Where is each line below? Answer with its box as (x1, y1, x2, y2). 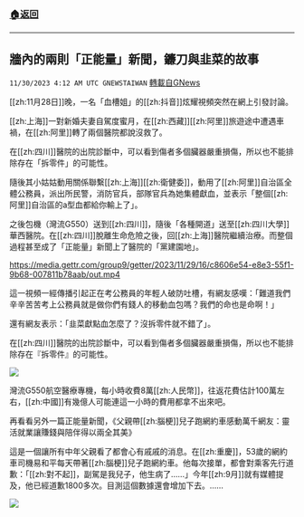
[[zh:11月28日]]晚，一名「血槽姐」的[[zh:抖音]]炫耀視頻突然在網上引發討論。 (9, 97, 294, 108)
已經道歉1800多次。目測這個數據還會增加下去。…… (33, 480, 224, 491)
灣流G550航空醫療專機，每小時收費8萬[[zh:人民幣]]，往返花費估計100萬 (9, 385, 278, 396)
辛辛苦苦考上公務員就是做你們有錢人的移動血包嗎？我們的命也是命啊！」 (9, 299, 279, 310)
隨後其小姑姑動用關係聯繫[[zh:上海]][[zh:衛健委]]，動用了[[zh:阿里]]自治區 (9, 177, 285, 187)
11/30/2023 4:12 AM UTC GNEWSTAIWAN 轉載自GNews (9, 77, 201, 88)
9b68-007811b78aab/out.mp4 (9, 269, 120, 280)
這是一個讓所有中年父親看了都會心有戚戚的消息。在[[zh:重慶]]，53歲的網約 (9, 446, 288, 457)
